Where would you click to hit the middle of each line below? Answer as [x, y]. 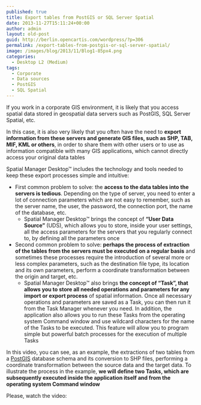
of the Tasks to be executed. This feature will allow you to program [106, 327]
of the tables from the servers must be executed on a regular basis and [105, 251]
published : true [26, 12]
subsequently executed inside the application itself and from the [88, 377]
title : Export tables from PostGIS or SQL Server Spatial [80, 17]
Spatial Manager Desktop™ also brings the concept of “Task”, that [106, 283]
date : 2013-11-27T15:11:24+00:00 [48, 23]
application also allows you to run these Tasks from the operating [104, 315]
